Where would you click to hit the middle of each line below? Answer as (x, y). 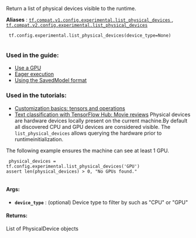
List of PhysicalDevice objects (42, 229)
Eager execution (34, 74)
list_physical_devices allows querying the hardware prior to (88, 133)
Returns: (17, 216)
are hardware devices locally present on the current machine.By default (101, 120)
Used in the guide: (32, 55)
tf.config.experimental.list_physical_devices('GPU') (73, 166)
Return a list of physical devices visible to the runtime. (71, 8)
